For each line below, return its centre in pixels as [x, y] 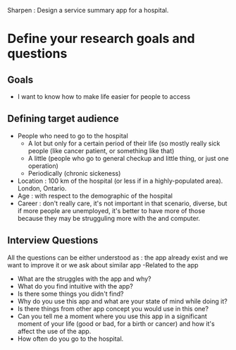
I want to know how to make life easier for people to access [104, 97]
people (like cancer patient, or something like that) [101, 150]
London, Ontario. [42, 188]
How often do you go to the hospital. [70, 339]
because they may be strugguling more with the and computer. [109, 218]
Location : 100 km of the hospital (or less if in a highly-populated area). [120, 181]
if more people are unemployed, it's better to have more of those [111, 210]
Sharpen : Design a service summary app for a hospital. [88, 10]
